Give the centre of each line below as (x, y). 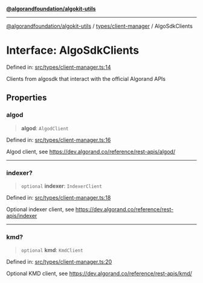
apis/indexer (22, 215)
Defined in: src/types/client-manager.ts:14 (59, 67)
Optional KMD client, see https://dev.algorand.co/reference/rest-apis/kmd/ (99, 273)
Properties (27, 98)
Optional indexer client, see (40, 209)
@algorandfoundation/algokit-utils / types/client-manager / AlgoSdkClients (100, 26)
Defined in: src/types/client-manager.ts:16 (59, 140)
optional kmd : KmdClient (52, 250)
